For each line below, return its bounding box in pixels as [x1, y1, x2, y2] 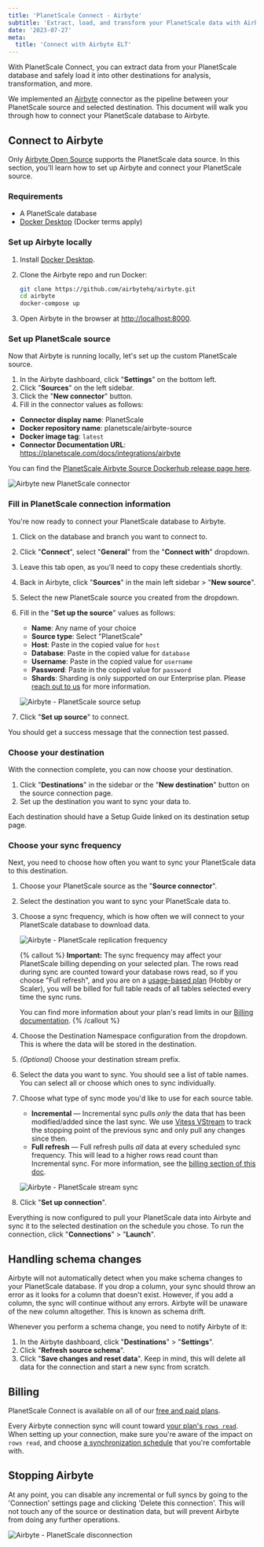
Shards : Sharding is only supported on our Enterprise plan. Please [31, 673, 246, 682]
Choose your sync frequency [8, 840, 122, 851]
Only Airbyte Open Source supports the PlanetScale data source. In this [8, 154, 240, 164]
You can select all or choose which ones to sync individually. [19, 1078, 216, 1088]
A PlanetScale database [19, 209, 97, 219]
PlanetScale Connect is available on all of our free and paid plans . [8, 1406, 221, 1415]
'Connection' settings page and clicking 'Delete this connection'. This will [8, 1498, 245, 1508]
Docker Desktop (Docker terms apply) [19, 217, 143, 226]
